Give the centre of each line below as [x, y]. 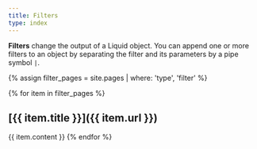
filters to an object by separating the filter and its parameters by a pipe [124, 54]
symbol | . [24, 62]
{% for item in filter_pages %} [57, 93]
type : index [28, 23]
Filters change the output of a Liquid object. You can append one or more [129, 45]
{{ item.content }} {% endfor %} [60, 137]
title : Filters [33, 15]
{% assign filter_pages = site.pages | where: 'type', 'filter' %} [108, 78]
